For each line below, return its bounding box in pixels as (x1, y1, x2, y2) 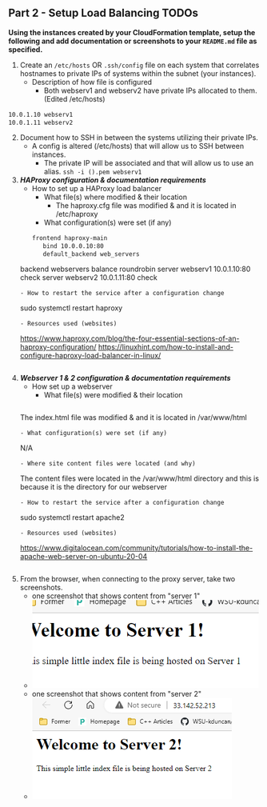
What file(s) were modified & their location (43, 390, 183, 399)
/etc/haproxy (55, 209, 98, 218)
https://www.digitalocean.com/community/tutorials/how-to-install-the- (19, 543, 253, 553)
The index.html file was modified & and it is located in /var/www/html (19, 412, 248, 422)
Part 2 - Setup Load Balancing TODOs (8, 6, 198, 20)
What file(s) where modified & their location (43, 192, 188, 202)
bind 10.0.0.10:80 (42, 242, 104, 250)
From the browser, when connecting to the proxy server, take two (19, 573, 236, 583)
